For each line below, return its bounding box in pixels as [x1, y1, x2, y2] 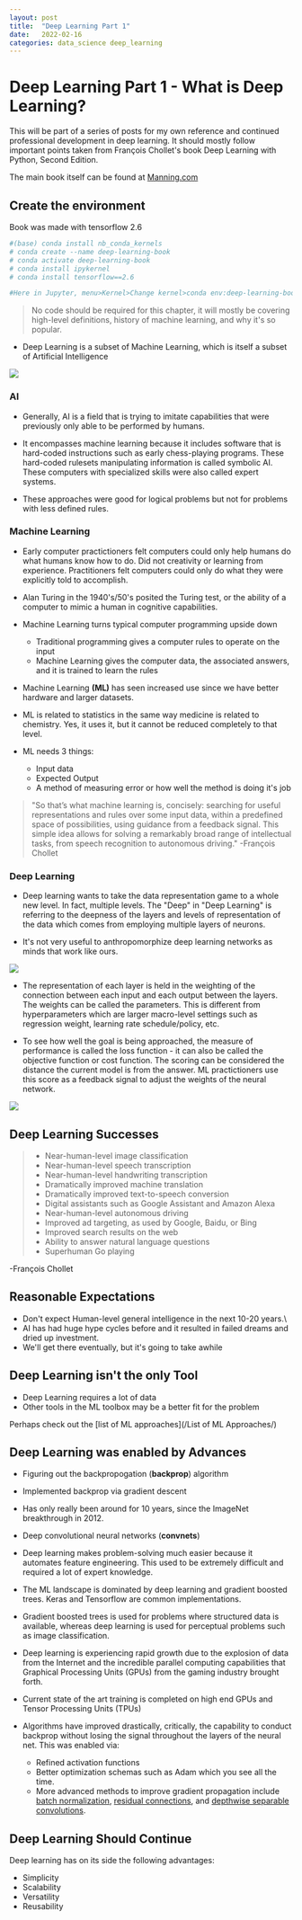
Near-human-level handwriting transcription [44, 1169, 209, 1180]
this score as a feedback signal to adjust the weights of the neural [22, 1074, 267, 1085]
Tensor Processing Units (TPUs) [22, 1703, 142, 1714]
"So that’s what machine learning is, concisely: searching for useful [31, 799, 281, 810]
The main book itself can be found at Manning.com [9, 172, 199, 182]
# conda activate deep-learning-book [9, 255, 151, 265]
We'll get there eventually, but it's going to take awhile [22, 1341, 223, 1353]
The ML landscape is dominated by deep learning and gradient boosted [22, 1584, 288, 1596]
